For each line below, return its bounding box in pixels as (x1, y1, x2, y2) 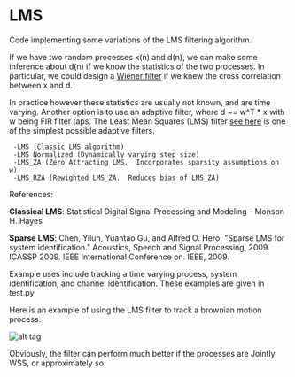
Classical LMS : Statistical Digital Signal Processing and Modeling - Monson (9, 205, 285, 217)
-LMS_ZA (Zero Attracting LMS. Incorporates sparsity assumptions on (12, 158, 279, 166)
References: (9, 188, 53, 199)
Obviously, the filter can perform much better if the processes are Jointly (9, 348, 276, 358)
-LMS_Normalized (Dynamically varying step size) (12, 150, 200, 159)
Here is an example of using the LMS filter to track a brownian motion (9, 304, 263, 315)
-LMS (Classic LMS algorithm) (12, 142, 125, 151)
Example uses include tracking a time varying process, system (9, 268, 237, 279)
